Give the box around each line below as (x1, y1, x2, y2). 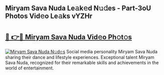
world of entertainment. (5, 65, 54, 71)
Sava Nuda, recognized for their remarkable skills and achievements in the (5, 60, 159, 65)
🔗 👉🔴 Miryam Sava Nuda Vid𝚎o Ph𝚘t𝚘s (5, 33, 132, 41)
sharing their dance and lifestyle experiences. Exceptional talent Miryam (5, 54, 154, 60)
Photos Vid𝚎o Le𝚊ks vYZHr (5, 12, 93, 21)
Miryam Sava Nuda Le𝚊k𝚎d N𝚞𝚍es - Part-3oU (5, 4, 151, 13)
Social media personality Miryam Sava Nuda (66, 49, 158, 54)
